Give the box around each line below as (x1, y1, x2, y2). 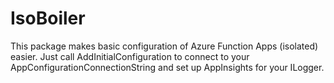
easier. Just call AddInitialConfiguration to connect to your (10, 50, 250, 62)
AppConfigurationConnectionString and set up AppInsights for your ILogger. (10, 61, 325, 73)
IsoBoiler (10, 7, 86, 30)
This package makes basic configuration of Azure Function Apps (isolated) (10, 40, 319, 52)
